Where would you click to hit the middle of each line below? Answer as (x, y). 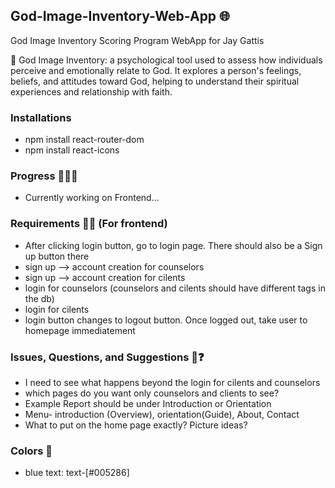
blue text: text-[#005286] (77, 473)
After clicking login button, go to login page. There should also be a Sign (173, 245)
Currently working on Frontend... (92, 198)
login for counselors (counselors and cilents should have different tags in (175, 288)
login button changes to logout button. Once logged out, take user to (166, 320)
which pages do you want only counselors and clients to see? (152, 393)
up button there (57, 256)
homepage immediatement (80, 330)
